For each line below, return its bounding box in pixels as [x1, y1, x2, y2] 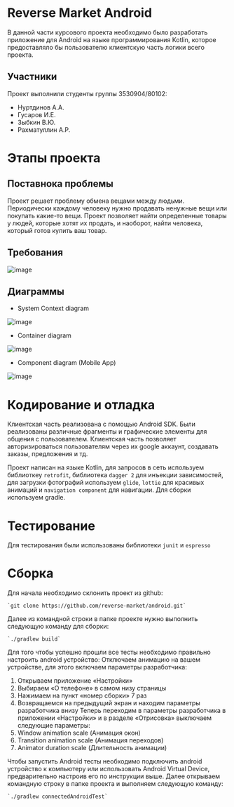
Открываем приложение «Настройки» [17, 676, 133, 685]
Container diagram [17, 331, 72, 340]
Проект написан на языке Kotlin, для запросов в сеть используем [7, 463, 205, 472]
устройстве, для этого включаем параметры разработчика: [7, 663, 187, 672]
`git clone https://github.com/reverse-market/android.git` [7, 602, 187, 610]
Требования [7, 247, 63, 259]
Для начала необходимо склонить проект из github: [7, 589, 163, 597]
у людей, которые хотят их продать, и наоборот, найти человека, [7, 219, 203, 227]
